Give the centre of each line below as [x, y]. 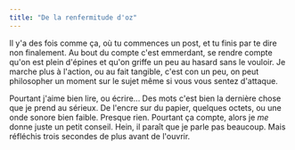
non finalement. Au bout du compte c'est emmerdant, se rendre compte [141, 52]
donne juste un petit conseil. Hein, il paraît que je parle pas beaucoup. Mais [147, 127]
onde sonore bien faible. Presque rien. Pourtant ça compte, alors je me [139, 117]
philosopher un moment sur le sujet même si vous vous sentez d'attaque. [143, 80]
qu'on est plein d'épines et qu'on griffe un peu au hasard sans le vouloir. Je [147, 62]
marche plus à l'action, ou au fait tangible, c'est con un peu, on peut [134, 71]
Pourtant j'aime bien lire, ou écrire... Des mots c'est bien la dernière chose [145, 98]
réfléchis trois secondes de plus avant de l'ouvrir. [100, 136]
